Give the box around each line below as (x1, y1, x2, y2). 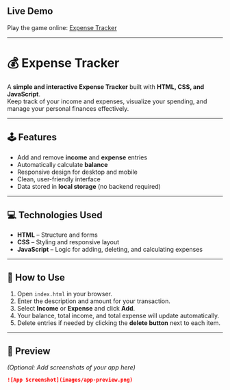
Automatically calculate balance (16, 160, 108, 168)
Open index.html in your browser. (16, 290, 113, 298)
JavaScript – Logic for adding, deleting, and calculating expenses (16, 246, 203, 254)
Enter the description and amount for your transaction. (16, 297, 171, 305)
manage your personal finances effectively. (7, 104, 129, 112)
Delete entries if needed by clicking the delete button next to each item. (16, 319, 221, 327)
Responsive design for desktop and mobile (16, 168, 138, 176)
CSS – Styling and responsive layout (16, 238, 120, 246)
